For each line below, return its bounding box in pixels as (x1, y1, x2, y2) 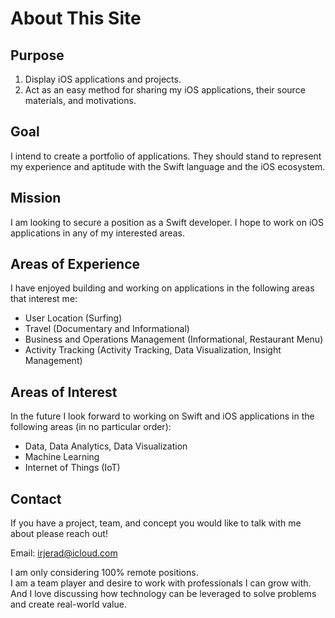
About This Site (10, 7, 142, 30)
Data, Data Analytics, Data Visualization (24, 440, 188, 452)
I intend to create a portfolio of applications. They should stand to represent (10, 150, 322, 162)
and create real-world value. (10, 598, 127, 611)
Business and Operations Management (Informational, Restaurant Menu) (24, 333, 324, 346)
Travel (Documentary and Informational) (24, 323, 190, 335)
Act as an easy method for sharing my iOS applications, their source (24, 84, 306, 96)
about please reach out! (10, 528, 108, 540)
